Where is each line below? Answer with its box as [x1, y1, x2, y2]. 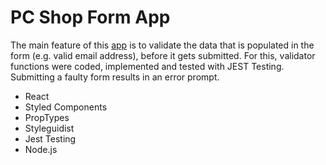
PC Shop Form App [10, 6, 171, 29]
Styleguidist [24, 122, 75, 134]
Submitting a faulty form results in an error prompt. [10, 71, 220, 83]
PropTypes [24, 111, 70, 123]
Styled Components [24, 101, 108, 113]
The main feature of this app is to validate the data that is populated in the [10, 39, 315, 51]
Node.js [24, 143, 58, 155]
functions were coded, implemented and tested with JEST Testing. [10, 60, 285, 72]
